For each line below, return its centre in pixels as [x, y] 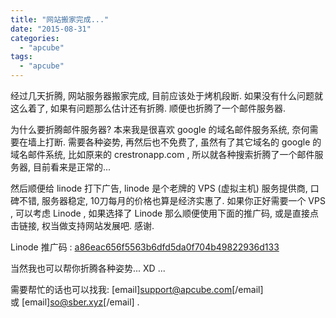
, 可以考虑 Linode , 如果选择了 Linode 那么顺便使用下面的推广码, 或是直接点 [165, 213]
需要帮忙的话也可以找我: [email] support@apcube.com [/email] [137, 289]
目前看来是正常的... [72, 167]
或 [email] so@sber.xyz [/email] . [75, 302]
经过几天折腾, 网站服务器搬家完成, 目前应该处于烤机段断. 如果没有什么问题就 [166, 95]
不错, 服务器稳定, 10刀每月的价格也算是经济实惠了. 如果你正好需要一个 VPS [172, 200]
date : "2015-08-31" [51, 29]
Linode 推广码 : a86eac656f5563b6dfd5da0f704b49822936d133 [145, 247]
